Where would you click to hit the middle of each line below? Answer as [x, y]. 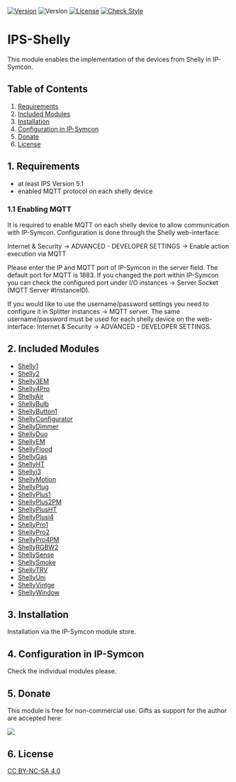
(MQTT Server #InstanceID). [49, 290]
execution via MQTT [37, 254]
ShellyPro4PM [39, 539]
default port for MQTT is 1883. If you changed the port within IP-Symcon [113, 275]
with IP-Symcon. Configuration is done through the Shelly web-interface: [114, 232]
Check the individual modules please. [62, 671]
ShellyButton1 [38, 411]
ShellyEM [32, 441]
